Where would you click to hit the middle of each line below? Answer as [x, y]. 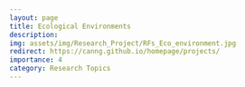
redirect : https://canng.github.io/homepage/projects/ [115, 52]
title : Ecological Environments [70, 26]
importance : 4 [36, 60]
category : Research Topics [60, 69]
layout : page [34, 18]
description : [34, 34]
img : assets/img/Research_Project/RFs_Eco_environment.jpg [123, 43]
